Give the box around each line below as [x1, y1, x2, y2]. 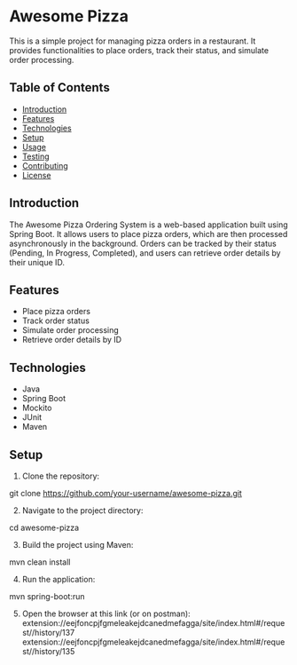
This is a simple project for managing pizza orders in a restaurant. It [9, 36, 256, 46]
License [21, 170, 51, 180]
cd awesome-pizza [9, 522, 80, 533]
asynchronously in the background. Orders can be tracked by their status [9, 238, 277, 249]
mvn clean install [9, 557, 71, 567]
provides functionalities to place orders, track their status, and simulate [9, 44, 269, 55]
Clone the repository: [21, 471, 100, 481]
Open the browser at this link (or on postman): [21, 608, 191, 619]
